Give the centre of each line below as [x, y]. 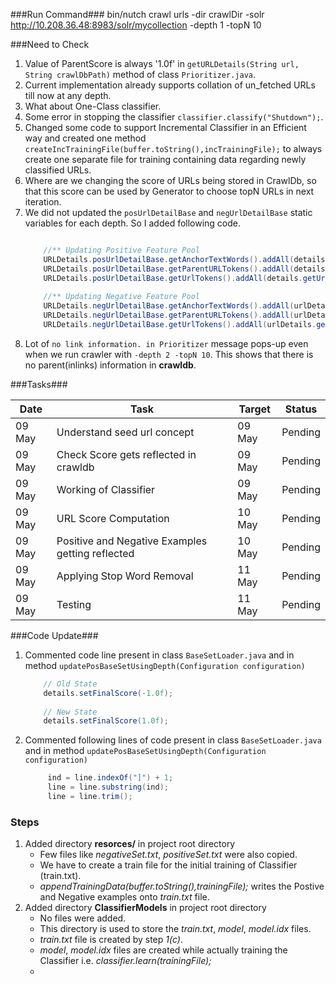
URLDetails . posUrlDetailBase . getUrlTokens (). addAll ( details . [173, 278]
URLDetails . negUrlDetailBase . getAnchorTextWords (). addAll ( [169, 306]
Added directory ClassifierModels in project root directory [145, 908]
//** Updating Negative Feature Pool [121, 297]
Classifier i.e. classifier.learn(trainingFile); [125, 961]
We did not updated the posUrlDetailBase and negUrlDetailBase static [168, 212]
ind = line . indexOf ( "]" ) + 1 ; [110, 778]
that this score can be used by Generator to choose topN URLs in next [169, 191]
